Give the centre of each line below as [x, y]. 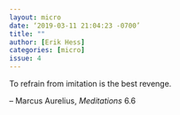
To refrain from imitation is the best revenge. [90, 84]
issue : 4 [25, 58]
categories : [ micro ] [47, 50]
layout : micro [35, 17]
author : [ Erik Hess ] [47, 42]
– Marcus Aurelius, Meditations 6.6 [72, 101]
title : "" [27, 34]
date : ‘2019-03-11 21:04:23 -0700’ [75, 26]
